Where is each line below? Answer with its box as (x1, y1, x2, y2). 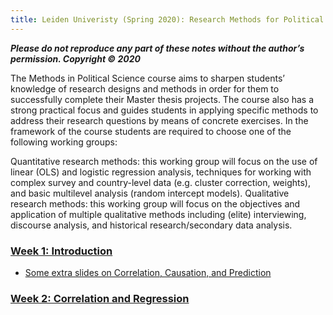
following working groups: (10, 136, 118, 148)
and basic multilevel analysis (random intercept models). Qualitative (10, 187, 290, 199)
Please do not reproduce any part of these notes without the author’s (10, 42, 305, 54)
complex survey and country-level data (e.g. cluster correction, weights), (10, 176, 311, 188)
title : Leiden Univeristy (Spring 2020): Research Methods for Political (10, 14, 325, 25)
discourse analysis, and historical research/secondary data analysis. (10, 219, 293, 231)
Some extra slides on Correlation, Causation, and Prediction (24, 266, 272, 278)
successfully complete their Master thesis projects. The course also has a (10, 93, 315, 105)
